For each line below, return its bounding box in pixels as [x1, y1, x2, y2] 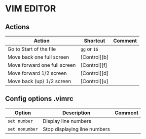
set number [7, 118, 33, 124]
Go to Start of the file [7, 46, 56, 52]
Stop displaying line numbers [42, 126, 110, 133]
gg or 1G [80, 46, 99, 52]
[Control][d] [80, 70, 109, 77]
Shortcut [83, 38, 105, 44]
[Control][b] [80, 54, 109, 60]
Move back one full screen [7, 54, 69, 60]
